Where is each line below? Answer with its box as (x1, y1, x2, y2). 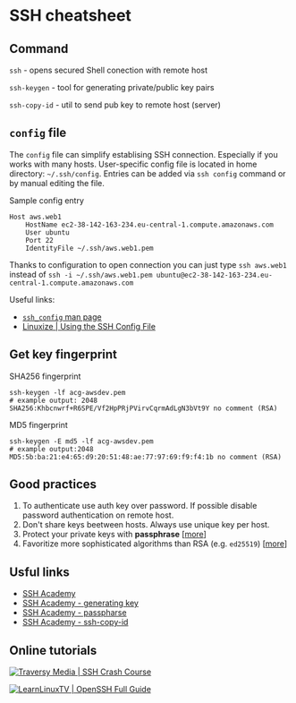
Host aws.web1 (9, 212, 63, 221)
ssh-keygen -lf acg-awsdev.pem (9, 388, 126, 397)
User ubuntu (25, 227, 70, 237)
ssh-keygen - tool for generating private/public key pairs (9, 82, 215, 92)
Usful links (9, 564, 70, 579)
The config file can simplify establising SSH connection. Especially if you (9, 149, 279, 159)
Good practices (9, 476, 97, 493)
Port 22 (25, 236, 54, 244)
